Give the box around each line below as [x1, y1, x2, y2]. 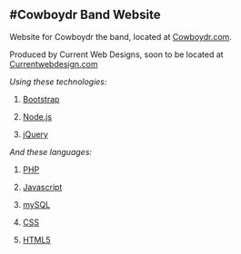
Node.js [22, 111, 53, 122]
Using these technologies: [9, 76, 107, 87]
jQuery [22, 129, 48, 140]
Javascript [22, 181, 63, 192]
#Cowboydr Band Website [9, 7, 161, 23]
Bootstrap [22, 93, 60, 104]
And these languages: [9, 146, 93, 157]
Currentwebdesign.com [9, 58, 98, 69]
